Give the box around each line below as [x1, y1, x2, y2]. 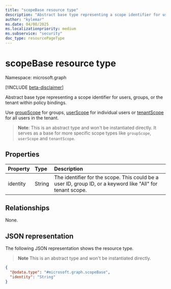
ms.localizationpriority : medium [5, 26, 76, 31]
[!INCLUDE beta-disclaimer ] [5, 84, 64, 90]
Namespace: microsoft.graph [5, 74, 67, 80]
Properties [5, 150, 40, 159]
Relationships [5, 204, 50, 212]
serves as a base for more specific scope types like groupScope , [17, 130, 152, 136]
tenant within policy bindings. [5, 100, 67, 106]
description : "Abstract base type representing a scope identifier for [5, 12, 160, 17]
